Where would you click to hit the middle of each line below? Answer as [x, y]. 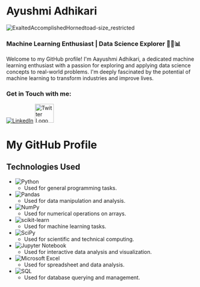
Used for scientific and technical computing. [79, 239]
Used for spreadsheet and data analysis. [74, 264]
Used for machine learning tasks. [65, 226]
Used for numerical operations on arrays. [75, 213]
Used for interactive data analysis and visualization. [88, 252]
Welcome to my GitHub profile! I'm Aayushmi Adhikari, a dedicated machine [100, 59]
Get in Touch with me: [39, 94]
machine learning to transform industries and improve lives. [80, 78]
